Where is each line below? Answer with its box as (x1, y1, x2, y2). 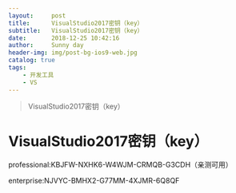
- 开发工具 (22, 71, 54, 79)
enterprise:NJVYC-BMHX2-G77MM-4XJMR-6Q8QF (8, 176, 180, 186)
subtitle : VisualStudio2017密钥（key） (8, 26, 144, 34)
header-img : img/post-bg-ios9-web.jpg (8, 49, 138, 57)
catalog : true (8, 57, 56, 65)
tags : (8, 64, 26, 72)
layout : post (8, 11, 66, 20)
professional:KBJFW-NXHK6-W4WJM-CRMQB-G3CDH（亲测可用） (8, 160, 234, 170)
